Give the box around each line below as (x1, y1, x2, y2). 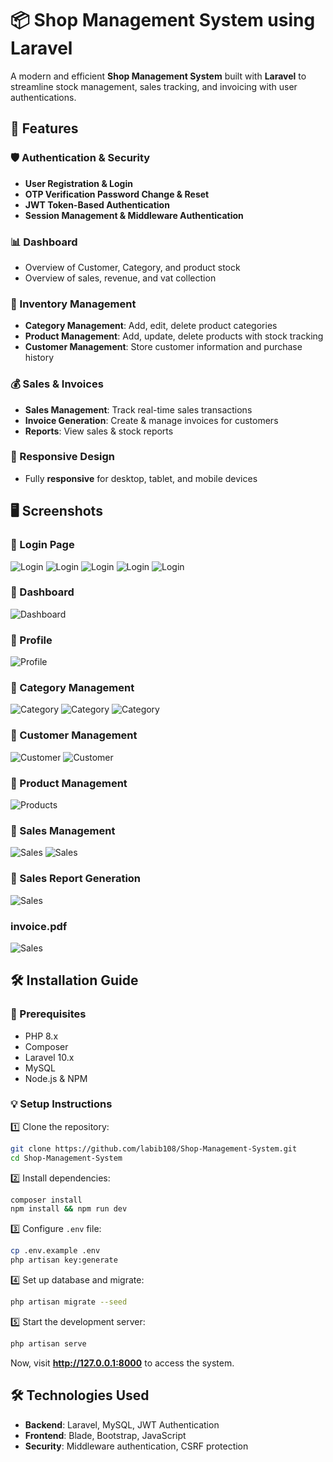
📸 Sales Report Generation (10, 872, 142, 886)
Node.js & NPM (24, 1072, 88, 1084)
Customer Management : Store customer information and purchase (24, 341, 303, 353)
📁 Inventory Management (10, 297, 137, 311)
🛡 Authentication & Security (10, 151, 151, 165)
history (24, 352, 55, 364)
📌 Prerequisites (10, 1007, 87, 1021)
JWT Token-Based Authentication (24, 198, 170, 211)
